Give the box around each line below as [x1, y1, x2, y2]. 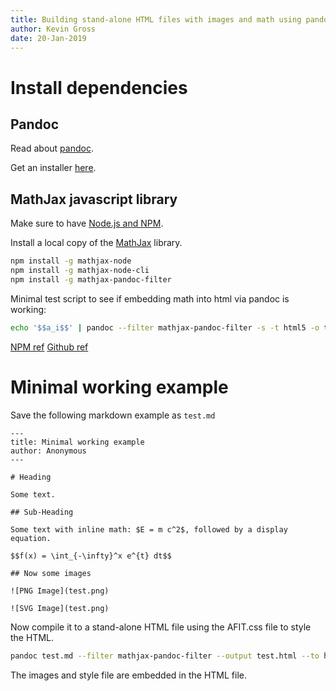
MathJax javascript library [10, 191, 178, 208]
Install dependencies [10, 76, 188, 99]
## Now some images [10, 568, 92, 578]
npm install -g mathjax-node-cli [10, 266, 150, 276]
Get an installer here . [10, 162, 97, 174]
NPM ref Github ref [10, 341, 89, 353]
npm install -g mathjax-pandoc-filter [10, 274, 172, 285]
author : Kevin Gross [10, 24, 97, 34]
